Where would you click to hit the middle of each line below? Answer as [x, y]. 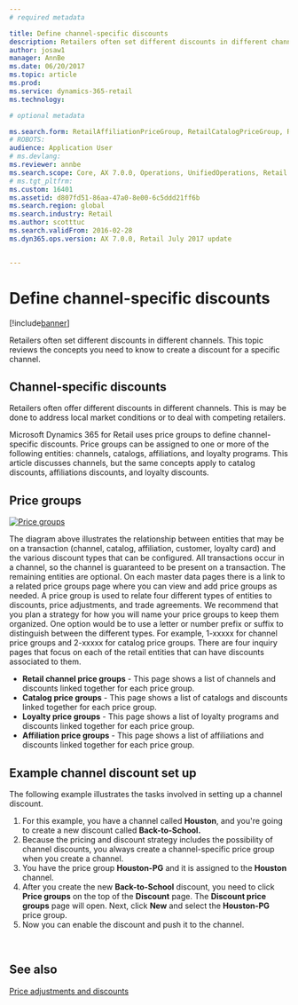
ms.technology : [37, 99]
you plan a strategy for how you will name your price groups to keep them [144, 614]
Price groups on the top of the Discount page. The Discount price [144, 896]
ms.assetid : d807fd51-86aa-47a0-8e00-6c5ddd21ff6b [105, 198]
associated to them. [45, 661]
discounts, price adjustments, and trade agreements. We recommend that [144, 605]
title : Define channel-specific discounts [89, 33]
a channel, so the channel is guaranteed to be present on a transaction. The [148, 567]
